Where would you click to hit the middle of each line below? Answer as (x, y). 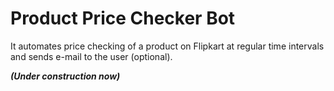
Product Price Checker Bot (123, 18)
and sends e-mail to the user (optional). (91, 56)
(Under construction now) (65, 76)
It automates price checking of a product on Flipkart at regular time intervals (167, 46)
